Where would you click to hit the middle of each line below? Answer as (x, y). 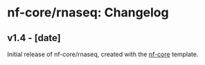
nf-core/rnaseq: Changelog (88, 13)
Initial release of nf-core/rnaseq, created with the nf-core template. (103, 54)
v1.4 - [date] (34, 38)
